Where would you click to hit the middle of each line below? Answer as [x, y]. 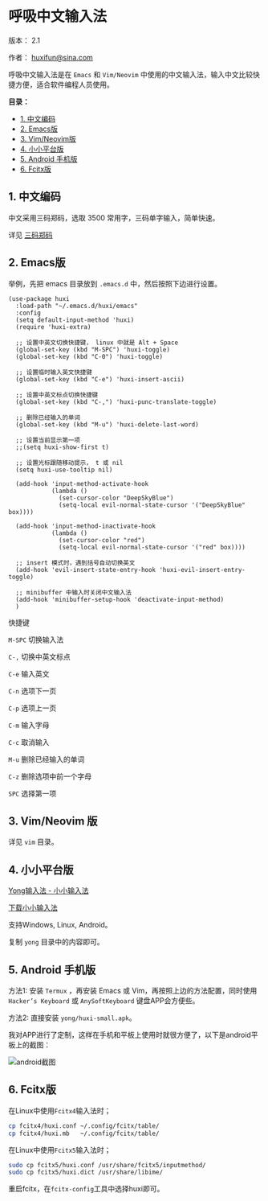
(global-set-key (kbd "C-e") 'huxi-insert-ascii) [100, 379]
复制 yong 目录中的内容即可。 [56, 942]
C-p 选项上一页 [32, 708]
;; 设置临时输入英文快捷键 [54, 372]
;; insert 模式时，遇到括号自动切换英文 [75, 563]
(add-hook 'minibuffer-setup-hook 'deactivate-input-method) [120, 599]
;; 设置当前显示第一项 [48, 440]
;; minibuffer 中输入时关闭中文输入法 [74, 592]
